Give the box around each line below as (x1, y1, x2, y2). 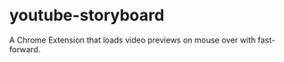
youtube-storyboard (9, 5, 165, 26)
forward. (9, 43, 41, 54)
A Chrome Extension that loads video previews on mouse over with (9, 35, 256, 45)
